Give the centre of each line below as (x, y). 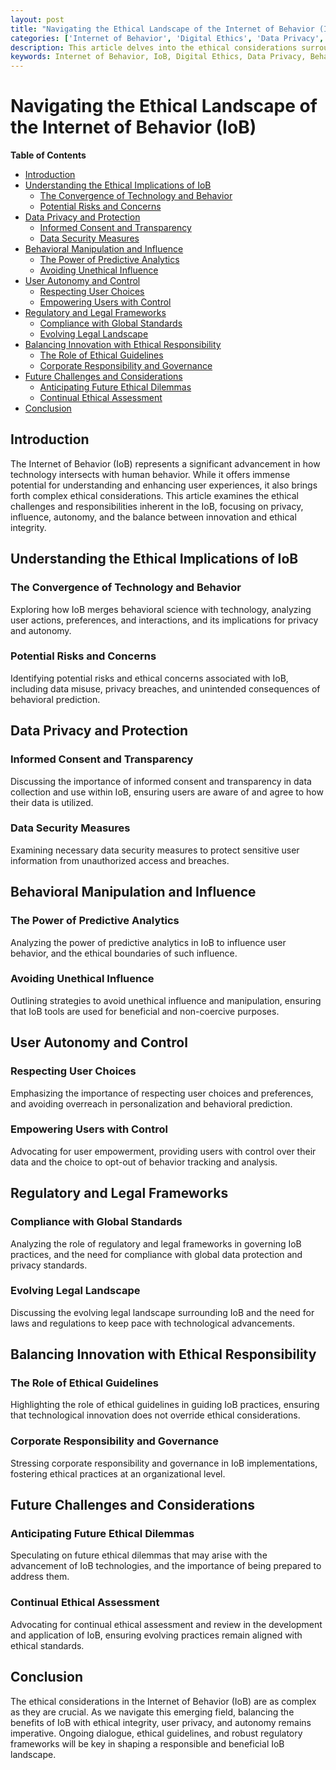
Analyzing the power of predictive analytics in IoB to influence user (148, 942)
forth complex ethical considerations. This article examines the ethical (154, 495)
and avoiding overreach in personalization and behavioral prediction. (151, 1103)
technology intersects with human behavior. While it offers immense (150, 474)
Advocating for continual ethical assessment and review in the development (166, 1624)
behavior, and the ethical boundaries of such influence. (124, 953)
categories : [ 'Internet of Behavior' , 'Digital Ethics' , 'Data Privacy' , (167, 38)
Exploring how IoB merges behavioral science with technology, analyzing (161, 609)
